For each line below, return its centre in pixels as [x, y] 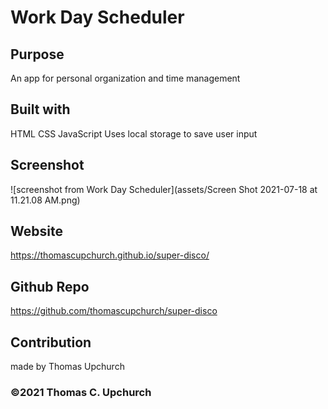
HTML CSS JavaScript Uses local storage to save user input [134, 133]
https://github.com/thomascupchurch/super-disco [114, 311]
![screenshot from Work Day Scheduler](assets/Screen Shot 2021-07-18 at [164, 189]
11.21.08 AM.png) [45, 200]
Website [36, 231]
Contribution [51, 342]
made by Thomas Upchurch [67, 367]
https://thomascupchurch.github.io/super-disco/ [110, 255]
